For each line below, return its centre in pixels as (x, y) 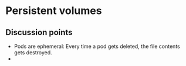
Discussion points (39, 32)
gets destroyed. (33, 53)
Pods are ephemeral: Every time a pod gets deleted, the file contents (97, 46)
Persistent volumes (54, 11)
